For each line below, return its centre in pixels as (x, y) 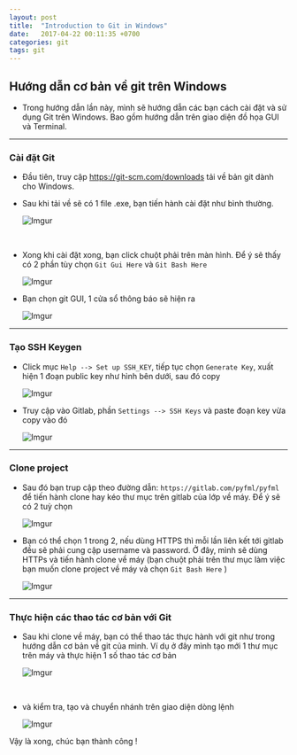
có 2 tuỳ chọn (47, 506)
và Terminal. (45, 126)
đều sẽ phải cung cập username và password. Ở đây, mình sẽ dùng (145, 549)
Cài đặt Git (32, 158)
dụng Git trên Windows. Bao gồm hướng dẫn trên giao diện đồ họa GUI (151, 117)
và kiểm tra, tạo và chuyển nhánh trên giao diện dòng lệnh (128, 707)
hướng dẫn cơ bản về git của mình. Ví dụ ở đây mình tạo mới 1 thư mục (150, 646)
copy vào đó (45, 420)
